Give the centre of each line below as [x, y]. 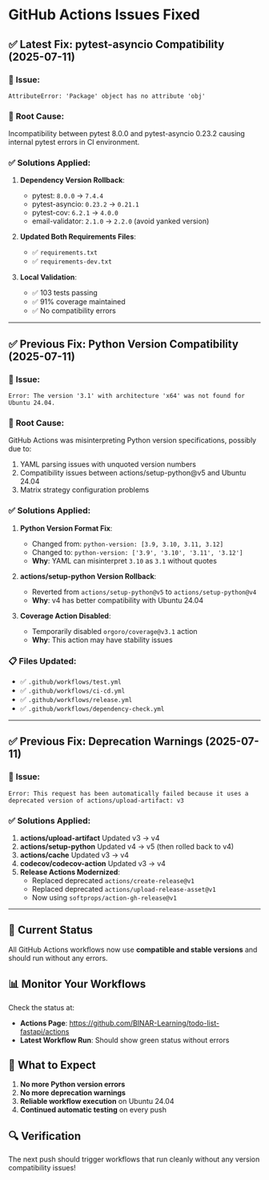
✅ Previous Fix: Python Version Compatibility [123, 344]
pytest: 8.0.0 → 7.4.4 [68, 196]
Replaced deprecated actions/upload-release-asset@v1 [124, 889]
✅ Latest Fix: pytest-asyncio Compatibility [116, 44]
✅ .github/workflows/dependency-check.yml [92, 708]
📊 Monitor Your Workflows [77, 984]
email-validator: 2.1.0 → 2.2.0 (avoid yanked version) [120, 221]
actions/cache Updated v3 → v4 [74, 855]
